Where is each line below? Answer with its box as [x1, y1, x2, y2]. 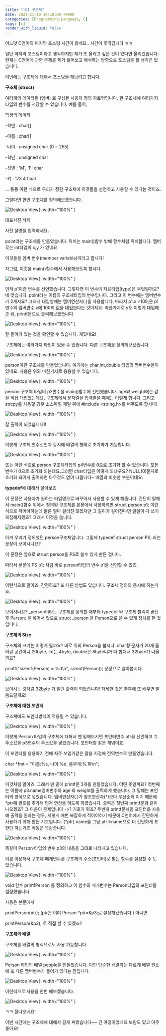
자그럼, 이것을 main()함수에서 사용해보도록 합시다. [5, 265, 102, 272]
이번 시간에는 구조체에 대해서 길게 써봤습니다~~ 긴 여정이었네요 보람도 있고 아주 [5, 1019, 160, 1026]
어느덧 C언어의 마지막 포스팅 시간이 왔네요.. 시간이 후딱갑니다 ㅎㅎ [5, 40, 133, 46]
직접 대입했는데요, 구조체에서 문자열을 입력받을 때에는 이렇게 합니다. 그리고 [10, 395, 155, 401]
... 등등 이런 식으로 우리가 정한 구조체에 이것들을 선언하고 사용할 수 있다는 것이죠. [5, 186, 162, 192]
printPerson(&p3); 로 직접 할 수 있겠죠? [5, 920, 83, 926]
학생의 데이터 [5, 112, 31, 118]
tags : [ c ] [5, 21, 26, 26]
